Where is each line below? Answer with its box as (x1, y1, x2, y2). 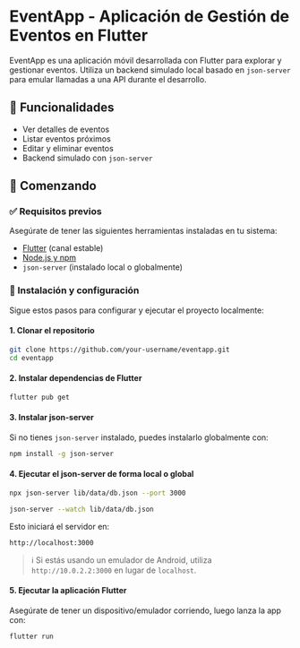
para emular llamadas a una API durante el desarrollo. (9, 73, 208, 84)
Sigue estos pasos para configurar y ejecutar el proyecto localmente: (9, 305, 264, 315)
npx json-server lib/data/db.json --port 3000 (9, 488, 186, 498)
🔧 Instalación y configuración (9, 284, 140, 297)
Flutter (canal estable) (21, 243, 104, 254)
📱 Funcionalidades (9, 100, 115, 116)
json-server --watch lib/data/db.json (9, 505, 154, 514)
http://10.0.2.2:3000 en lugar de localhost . (30, 565, 197, 575)
